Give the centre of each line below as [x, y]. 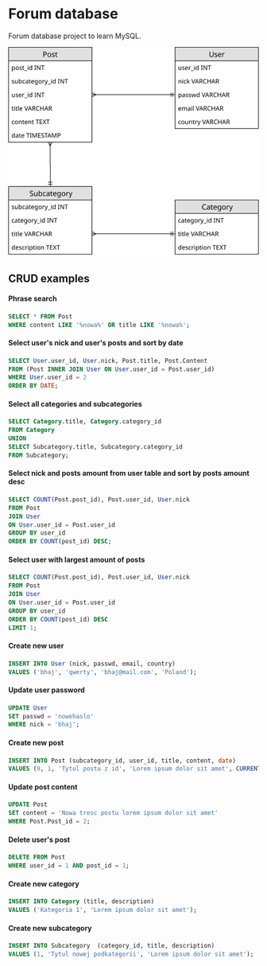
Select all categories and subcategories [75, 403]
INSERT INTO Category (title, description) [81, 902]
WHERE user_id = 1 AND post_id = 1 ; [69, 866]
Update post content [43, 787]
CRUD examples [49, 278]
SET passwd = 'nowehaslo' [51, 716]
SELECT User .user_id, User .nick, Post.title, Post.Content [108, 360]
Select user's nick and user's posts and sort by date [96, 343]
